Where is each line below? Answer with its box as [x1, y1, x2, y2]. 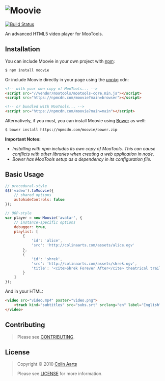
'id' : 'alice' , [31, 238, 63, 243]
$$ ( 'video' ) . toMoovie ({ [5, 188, 54, 193]
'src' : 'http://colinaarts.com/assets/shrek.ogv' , [31, 261, 137, 266]
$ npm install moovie [5, 68, 50, 72]
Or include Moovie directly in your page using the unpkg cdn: [5, 76, 129, 82]
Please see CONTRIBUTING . [17, 334, 75, 340]
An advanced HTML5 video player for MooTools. [5, 31, 103, 36]
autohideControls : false [14, 197, 65, 202]
